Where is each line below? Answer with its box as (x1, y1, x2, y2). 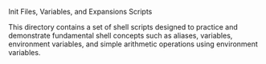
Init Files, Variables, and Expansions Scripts (8, 7, 153, 16)
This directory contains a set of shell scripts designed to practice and (8, 22, 239, 31)
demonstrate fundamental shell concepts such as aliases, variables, (8, 31, 233, 40)
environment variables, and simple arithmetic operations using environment (8, 39, 259, 49)
